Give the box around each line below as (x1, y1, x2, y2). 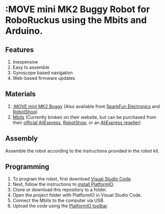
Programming (5, 163, 50, 171)
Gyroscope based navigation (12, 70, 73, 76)
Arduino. (5, 25, 43, 37)
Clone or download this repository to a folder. (12, 187, 107, 193)
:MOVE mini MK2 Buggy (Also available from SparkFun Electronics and (12, 103, 160, 109)
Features (5, 45, 34, 54)
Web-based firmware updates (12, 75, 75, 81)
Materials (5, 90, 36, 99)
